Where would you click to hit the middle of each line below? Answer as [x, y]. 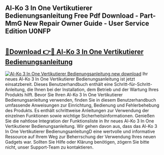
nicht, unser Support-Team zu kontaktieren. [49, 147]
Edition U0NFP [28, 31]
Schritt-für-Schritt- [133, 84]
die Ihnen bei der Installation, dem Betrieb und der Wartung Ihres [93, 89]
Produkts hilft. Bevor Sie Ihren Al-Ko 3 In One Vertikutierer [64, 95]
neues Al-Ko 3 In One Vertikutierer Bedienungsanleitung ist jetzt [70, 79]
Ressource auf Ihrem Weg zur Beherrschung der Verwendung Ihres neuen [81, 137]
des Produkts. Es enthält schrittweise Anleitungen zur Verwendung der [77, 110]
